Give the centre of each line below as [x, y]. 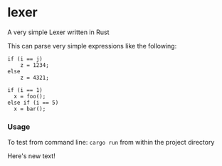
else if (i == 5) [33, 103]
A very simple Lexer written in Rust [58, 32]
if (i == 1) [25, 90]
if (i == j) [25, 59]
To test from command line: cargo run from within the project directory [111, 142]
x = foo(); [30, 96]
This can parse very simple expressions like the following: [92, 46]
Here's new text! [31, 156]
